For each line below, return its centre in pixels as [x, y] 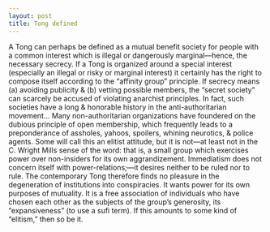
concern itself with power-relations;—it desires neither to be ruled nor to [129, 167]
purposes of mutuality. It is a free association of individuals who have [124, 193]
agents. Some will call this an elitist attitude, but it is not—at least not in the [133, 141]
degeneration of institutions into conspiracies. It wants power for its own [129, 184]
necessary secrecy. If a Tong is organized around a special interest [120, 64]
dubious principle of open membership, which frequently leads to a [120, 124]
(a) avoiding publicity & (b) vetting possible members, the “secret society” [132, 89]
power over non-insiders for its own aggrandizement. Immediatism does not [135, 158]
